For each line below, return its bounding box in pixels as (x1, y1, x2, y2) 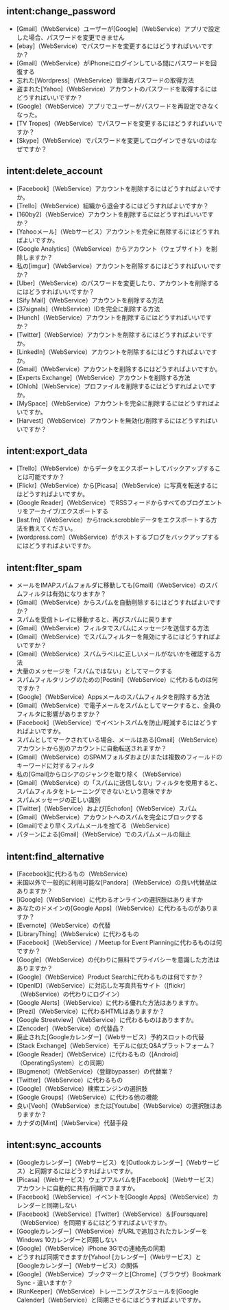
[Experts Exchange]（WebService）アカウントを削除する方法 (16, 373, 191, 381)
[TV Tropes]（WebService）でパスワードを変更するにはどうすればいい (16, 119, 217, 127)
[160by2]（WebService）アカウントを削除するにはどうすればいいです (16, 210, 214, 219)
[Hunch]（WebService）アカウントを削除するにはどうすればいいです (16, 313, 212, 322)
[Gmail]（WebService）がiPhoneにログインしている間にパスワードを (16, 58, 211, 67)
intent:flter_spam (6, 562, 82, 573)
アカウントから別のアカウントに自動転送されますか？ (16, 744, 167, 753)
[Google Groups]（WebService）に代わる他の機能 (16, 1093, 158, 1102)
